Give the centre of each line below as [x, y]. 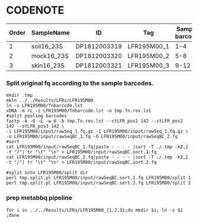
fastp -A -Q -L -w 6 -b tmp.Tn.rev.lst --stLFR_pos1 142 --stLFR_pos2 [95, 121]
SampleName [51, 32]
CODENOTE [35, 10]
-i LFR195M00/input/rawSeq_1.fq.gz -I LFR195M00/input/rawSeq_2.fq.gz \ [97, 131]
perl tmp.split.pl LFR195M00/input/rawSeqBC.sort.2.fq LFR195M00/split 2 [99, 183]
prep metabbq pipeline [39, 198]
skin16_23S [48, 65]
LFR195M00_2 [148, 55]
